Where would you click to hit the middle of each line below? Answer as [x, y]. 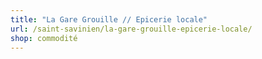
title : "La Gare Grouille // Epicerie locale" [109, 19]
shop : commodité [44, 38]
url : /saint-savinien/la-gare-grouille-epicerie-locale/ [131, 29]
